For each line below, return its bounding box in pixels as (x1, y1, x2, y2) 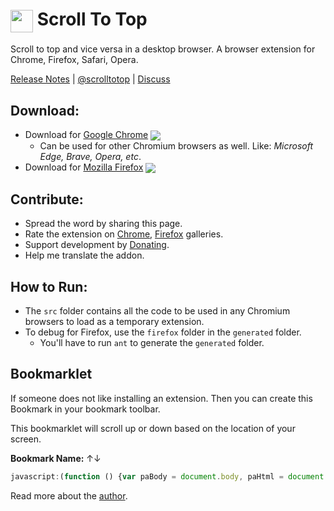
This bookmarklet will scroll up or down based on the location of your (10, 422, 296, 434)
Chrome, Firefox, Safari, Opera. (10, 54, 139, 66)
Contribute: (10, 191, 84, 208)
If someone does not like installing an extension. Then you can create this (10, 392, 313, 404)
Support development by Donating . (24, 239, 170, 251)
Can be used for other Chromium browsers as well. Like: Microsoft (39, 140, 314, 152)
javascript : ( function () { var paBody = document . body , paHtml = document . (10, 471, 329, 482)
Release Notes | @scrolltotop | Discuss (10, 73, 171, 85)
